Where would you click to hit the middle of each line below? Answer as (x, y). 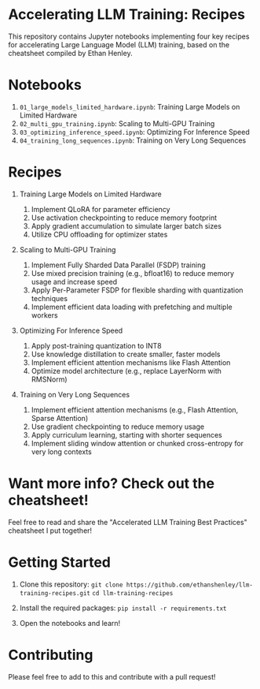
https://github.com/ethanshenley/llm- (190, 585)
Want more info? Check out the (111, 483)
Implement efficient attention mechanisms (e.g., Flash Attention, (135, 410)
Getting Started (60, 562)
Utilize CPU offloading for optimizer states (99, 234)
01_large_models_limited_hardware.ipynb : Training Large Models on (130, 106)
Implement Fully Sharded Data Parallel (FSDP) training (118, 265)
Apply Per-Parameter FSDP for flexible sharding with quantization (137, 290)
